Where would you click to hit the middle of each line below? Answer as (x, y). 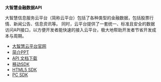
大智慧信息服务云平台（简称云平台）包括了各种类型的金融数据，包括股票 (77, 18)
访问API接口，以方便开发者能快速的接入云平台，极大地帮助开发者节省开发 (79, 30)
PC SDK (20, 75)
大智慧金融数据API (24, 7)
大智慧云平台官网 (29, 46)
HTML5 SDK (24, 70)
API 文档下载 (25, 58)
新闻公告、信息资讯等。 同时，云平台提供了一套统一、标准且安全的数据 (84, 24)
